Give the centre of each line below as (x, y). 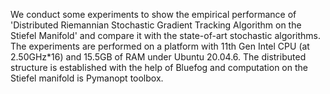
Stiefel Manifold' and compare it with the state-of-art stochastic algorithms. (165, 35)
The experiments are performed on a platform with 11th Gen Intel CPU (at (160, 46)
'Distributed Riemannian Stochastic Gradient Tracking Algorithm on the (156, 25)
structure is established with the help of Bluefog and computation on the (159, 67)
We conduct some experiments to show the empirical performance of (153, 14)
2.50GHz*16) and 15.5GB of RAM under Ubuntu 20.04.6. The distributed (158, 57)
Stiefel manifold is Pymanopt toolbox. (87, 78)
